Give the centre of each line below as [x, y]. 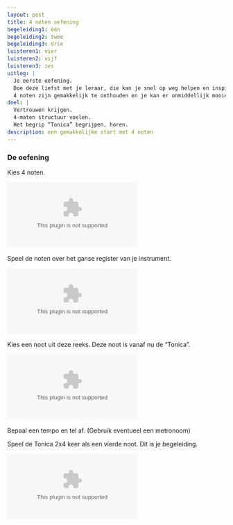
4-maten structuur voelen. [52, 118]
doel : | [18, 103]
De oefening [28, 157]
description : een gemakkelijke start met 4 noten [80, 132]
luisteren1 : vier [32, 51]
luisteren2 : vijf [32, 59]
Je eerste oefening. [43, 81]
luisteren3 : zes [31, 66]
